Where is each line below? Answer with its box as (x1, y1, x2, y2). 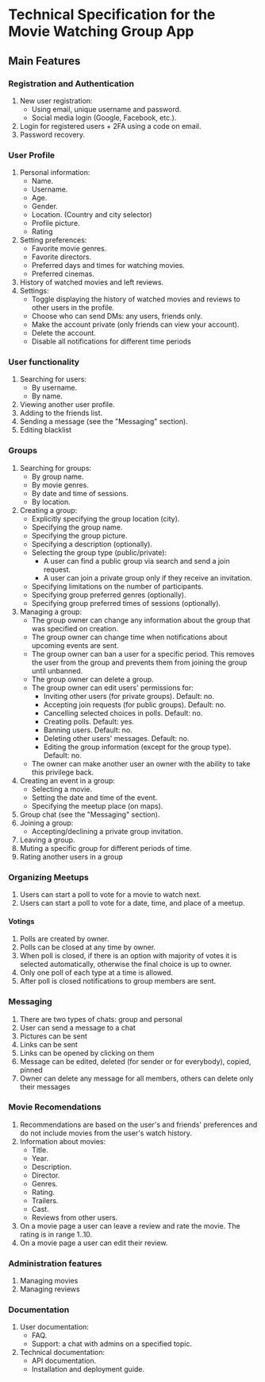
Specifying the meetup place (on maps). (31, 801, 163, 810)
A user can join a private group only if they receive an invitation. (43, 573, 252, 582)
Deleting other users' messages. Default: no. (43, 733, 190, 743)
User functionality (8, 356, 80, 367)
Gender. (31, 201, 58, 212)
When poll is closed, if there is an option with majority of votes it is (19, 951, 237, 961)
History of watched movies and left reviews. (19, 278, 164, 287)
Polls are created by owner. (19, 934, 109, 944)
